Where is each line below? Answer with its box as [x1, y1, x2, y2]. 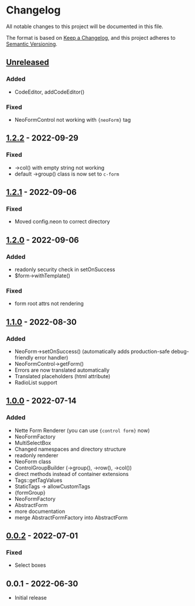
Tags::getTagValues [14, 477, 63, 484]
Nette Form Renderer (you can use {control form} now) [14, 427, 150, 434]
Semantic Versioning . [6, 40, 57, 47]
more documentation [14, 508, 66, 515]
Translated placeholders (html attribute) [14, 372, 111, 379]
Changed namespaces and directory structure [14, 446, 126, 453]
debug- [170, 348, 189, 355]
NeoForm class [14, 458, 52, 465]
